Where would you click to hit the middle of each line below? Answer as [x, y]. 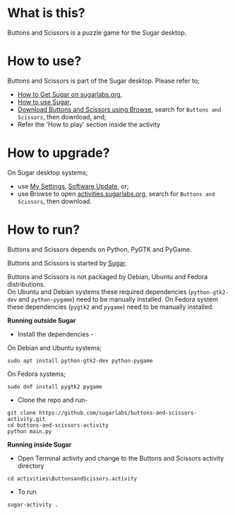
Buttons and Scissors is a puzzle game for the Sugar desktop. [97, 32]
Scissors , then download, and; [62, 117]
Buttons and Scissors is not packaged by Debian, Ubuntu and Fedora [108, 276]
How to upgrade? [59, 153]
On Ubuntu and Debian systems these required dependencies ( [99, 292]
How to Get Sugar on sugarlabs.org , [70, 94]
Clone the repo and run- [53, 400]
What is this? [47, 13]
